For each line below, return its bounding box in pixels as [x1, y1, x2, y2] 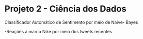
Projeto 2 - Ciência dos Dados [4, 3, 127, 14]
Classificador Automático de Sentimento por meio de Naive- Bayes [4, 19, 139, 25]
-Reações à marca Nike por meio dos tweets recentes [4, 28, 112, 34]
